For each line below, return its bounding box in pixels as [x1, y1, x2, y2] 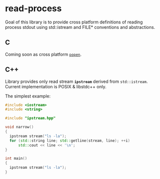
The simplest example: [5, 93, 51, 99]
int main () [5, 156, 27, 161]
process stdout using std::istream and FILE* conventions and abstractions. [5, 24, 156, 30]
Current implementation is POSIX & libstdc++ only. [5, 83, 107, 89]
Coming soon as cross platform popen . [5, 51, 82, 57]
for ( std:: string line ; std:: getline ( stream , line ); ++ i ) [9, 138, 131, 143]
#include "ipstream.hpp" [5, 116, 56, 121]
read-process [5, 3, 62, 14]
